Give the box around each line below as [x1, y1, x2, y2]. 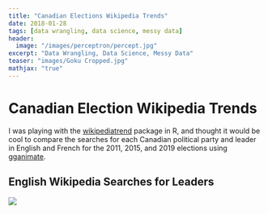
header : [8, 34, 35, 43]
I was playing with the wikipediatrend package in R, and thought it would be [8, 126, 261, 136]
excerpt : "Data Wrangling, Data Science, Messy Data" [8, 49, 194, 57]
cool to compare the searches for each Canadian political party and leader [8, 134, 257, 144]
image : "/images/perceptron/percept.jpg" [15, 42, 158, 50]
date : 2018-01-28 [8, 19, 67, 27]
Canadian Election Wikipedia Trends [8, 99, 257, 117]
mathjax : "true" [8, 65, 63, 73]
